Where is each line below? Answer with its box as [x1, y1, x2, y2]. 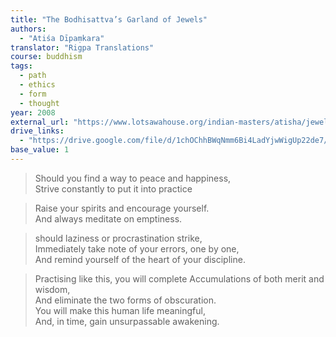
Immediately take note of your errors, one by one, [34, 242, 240, 255]
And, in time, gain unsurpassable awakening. [34, 315, 220, 327]
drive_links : [10, 126, 65, 136]
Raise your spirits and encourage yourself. [34, 202, 210, 214]
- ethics [19, 80, 56, 90]
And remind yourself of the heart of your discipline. [34, 253, 246, 265]
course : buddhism [10, 52, 83, 62]
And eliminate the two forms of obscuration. [34, 294, 217, 306]
